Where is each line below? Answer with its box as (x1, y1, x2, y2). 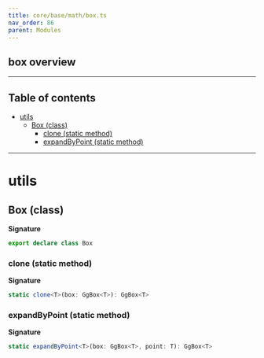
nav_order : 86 (8, 19, 55, 27)
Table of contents (8, 91, 96, 105)
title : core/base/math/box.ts (8, 11, 108, 20)
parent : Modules (8, 26, 61, 34)
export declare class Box (8, 239, 93, 247)
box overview (8, 55, 76, 68)
